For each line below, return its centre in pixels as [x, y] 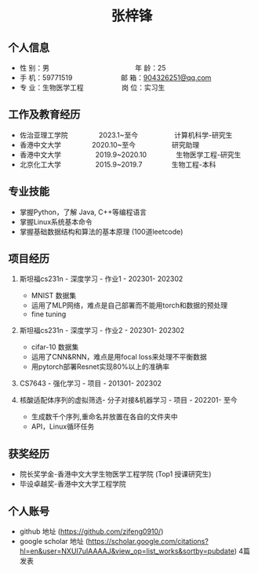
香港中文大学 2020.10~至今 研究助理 [109, 144]
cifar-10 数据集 [55, 347]
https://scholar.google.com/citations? [148, 542]
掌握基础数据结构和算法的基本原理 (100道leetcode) [101, 232]
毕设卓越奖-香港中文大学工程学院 [73, 484]
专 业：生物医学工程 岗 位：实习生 [92, 88]
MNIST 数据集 [54, 296]
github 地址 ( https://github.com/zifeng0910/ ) [91, 531]
